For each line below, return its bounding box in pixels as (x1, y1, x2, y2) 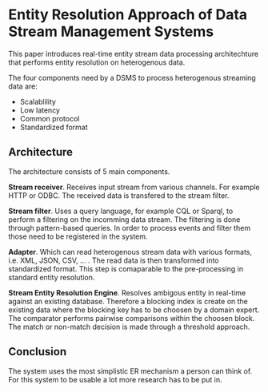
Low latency (19, 105, 60, 115)
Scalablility (19, 97, 56, 106)
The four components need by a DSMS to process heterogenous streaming (8, 73, 256, 82)
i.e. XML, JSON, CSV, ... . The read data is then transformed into (8, 255, 219, 265)
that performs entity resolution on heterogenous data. (8, 57, 186, 67)
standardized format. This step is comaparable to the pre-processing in (8, 263, 244, 273)
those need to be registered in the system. (8, 232, 148, 241)
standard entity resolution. (8, 272, 95, 282)
